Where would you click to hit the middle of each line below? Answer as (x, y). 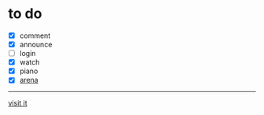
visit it (18, 103)
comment (35, 35)
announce (36, 45)
